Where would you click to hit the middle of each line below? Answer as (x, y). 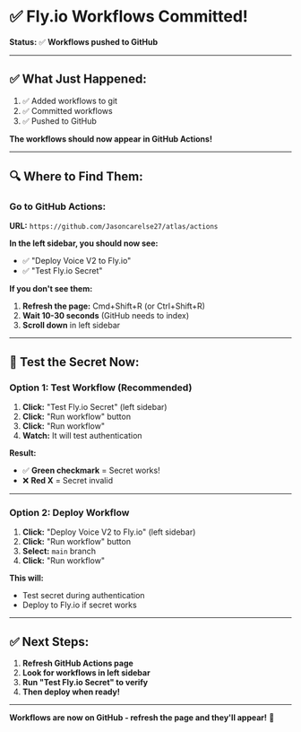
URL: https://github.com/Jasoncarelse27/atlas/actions (114, 226)
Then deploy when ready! (71, 692)
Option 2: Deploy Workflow (69, 513)
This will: (26, 578)
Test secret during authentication (83, 596)
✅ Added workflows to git (70, 100)
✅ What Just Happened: (78, 79)
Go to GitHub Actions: (57, 206)
